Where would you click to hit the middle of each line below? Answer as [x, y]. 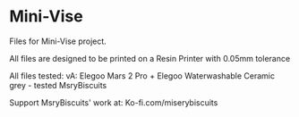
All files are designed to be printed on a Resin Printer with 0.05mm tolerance [150, 58]
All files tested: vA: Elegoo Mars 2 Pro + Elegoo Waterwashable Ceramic [142, 75]
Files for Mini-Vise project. [58, 41]
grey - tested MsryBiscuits [58, 85]
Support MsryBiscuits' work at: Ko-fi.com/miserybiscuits [114, 102]
